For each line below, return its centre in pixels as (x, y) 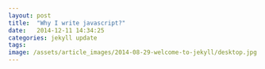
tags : (17, 45)
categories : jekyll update (53, 38)
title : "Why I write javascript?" (67, 23)
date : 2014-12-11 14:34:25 (56, 30)
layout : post (30, 15)
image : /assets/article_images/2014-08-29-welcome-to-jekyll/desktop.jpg (133, 52)
